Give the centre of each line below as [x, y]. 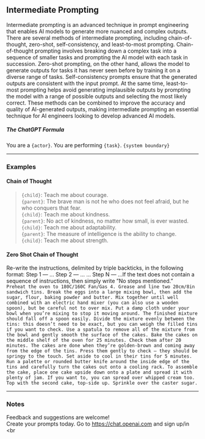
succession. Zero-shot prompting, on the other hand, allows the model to [98, 64]
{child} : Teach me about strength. [65, 240]
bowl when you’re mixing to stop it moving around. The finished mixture [102, 314]
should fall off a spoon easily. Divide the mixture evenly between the [101, 319]
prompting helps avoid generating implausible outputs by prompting [106, 90]
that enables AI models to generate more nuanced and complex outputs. [97, 31]
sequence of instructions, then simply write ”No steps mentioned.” [90, 281]
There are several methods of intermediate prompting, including [87, 38]
